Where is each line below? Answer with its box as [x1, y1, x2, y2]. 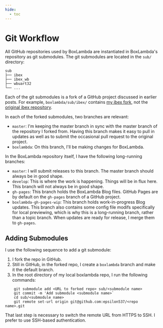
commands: [12, 277, 36, 283]
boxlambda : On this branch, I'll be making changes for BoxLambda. [12, 144, 145, 150]
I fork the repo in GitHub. [12, 256, 62, 262]
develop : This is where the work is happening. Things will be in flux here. [12, 178, 158, 184]
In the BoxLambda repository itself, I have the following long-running [5, 154, 143, 159]
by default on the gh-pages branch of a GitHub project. [12, 194, 121, 200]
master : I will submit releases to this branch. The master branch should [12, 168, 154, 174]
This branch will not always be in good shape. [12, 184, 104, 190]
